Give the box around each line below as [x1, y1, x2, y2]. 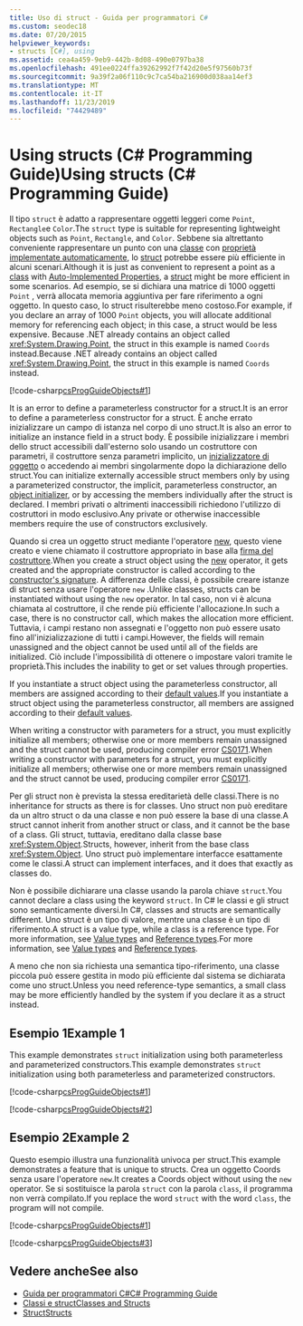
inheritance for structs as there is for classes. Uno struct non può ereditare [9, 800, 288, 811]
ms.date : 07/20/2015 [9, 30, 88, 39]
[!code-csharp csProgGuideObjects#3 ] [9, 1237, 153, 1248]
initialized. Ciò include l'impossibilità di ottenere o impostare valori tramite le [9, 652, 293, 663]
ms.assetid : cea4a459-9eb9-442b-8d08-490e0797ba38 [9, 55, 204, 64]
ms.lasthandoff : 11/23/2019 [9, 97, 116, 107]
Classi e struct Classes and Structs [22, 1297, 151, 1308]
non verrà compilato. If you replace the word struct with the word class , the [9, 1193, 291, 1204]
